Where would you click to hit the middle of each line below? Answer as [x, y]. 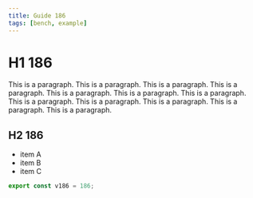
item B [30, 163]
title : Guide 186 [37, 16]
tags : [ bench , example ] [48, 23]
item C [31, 172]
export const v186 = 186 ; [51, 186]
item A [30, 154]
